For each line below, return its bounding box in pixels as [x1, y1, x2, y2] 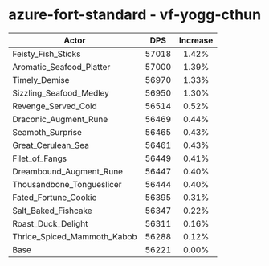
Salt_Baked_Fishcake [12, 205, 92, 216]
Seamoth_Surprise [12, 126, 82, 137]
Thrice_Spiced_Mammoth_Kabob [12, 231, 138, 242]
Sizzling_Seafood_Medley [12, 87, 110, 98]
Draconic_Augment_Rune [12, 113, 108, 125]
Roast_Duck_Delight [12, 218, 88, 229]
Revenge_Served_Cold [12, 100, 98, 112]
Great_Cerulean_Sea [12, 139, 90, 150]
